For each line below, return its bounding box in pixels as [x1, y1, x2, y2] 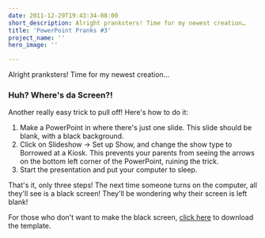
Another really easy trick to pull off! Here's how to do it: [8, 108, 188, 117]
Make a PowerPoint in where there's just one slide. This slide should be [19, 123, 252, 132]
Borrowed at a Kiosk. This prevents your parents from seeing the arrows [19, 148, 256, 158]
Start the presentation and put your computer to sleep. [19, 165, 198, 175]
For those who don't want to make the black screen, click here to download [8, 213, 254, 222]
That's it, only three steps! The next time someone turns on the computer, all [8, 180, 258, 190]
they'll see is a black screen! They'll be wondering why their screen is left [8, 189, 248, 198]
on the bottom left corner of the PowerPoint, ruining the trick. [19, 156, 219, 167]
